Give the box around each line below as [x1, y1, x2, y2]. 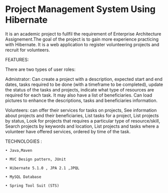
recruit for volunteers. [5, 47, 50, 53]
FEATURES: [5, 56, 29, 62]
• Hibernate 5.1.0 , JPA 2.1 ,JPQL [5, 165, 80, 170]
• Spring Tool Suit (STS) [5, 183, 59, 188]
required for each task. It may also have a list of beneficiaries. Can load [5, 92, 152, 98]
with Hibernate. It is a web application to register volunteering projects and [5, 41, 159, 47]
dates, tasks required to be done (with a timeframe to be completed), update [5, 81, 163, 87]
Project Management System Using [5, 4, 156, 15]
